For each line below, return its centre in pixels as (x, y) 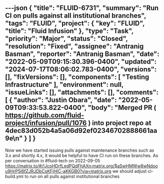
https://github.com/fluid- (45, 116)
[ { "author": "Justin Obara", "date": (61, 100)
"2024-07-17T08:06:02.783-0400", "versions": (81, 69)
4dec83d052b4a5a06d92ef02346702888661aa (81, 131)
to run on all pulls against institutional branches (72, 176)
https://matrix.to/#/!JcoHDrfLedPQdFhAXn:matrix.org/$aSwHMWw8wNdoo (82, 166)
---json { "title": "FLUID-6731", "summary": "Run (82, 8)
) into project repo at (120, 123)
